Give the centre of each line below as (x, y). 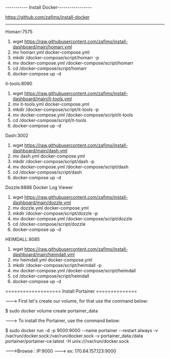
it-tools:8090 (19, 84)
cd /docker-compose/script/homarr (50, 68)
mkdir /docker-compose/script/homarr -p (56, 57)
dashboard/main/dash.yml (40, 151)
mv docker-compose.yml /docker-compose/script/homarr (73, 63)
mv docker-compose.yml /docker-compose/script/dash (71, 167)
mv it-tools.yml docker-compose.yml (51, 104)
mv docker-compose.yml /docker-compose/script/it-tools (73, 115)
